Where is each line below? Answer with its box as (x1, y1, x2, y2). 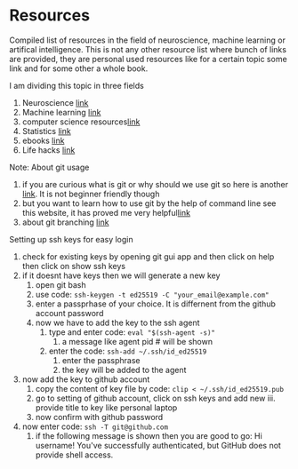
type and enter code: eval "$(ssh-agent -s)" (48, 326, 216, 338)
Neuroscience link (21, 97, 89, 107)
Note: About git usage (9, 162, 90, 172)
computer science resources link (21, 116, 141, 127)
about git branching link (21, 217, 109, 227)
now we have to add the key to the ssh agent (35, 317, 200, 328)
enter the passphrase (61, 354, 141, 365)
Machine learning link (21, 107, 101, 117)
